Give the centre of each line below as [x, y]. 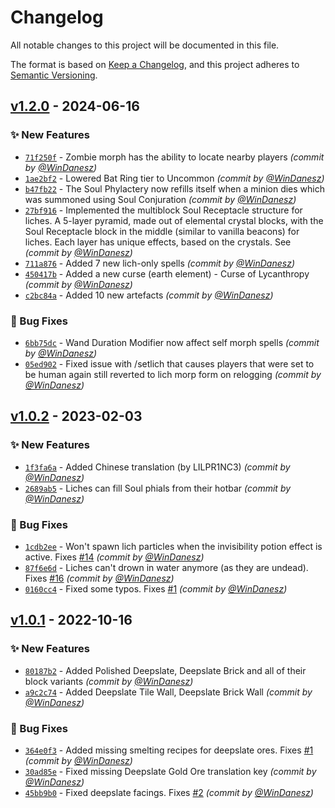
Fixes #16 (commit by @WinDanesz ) [99, 578]
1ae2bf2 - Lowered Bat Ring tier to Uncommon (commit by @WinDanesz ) [174, 178]
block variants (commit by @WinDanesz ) [109, 681]
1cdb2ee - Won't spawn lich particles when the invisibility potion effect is [173, 546]
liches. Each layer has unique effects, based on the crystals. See [158, 242]
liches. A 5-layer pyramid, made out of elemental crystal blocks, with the [174, 220]
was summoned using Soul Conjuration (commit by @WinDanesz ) [160, 199]
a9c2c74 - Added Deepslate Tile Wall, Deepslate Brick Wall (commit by [168, 692]
